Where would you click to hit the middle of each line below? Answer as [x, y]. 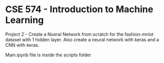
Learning [25, 20]
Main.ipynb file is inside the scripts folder [48, 55]
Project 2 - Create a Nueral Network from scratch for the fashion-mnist [79, 34]
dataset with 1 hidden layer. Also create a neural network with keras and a [82, 40]
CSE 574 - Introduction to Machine [79, 9]
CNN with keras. [22, 45]
